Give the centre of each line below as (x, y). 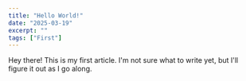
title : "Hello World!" (46, 15)
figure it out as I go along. (51, 69)
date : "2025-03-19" (41, 23)
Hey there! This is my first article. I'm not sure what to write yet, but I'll (123, 60)
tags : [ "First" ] (35, 38)
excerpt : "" (28, 30)
